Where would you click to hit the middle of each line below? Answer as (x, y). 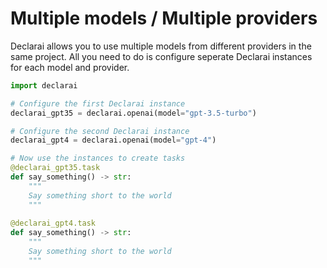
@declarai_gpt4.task (53, 223)
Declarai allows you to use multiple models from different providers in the (161, 46)
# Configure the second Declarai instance (100, 131)
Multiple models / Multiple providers (164, 18)
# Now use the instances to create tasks (98, 158)
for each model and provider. (70, 67)
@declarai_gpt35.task (55, 168)
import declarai (44, 85)
